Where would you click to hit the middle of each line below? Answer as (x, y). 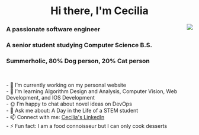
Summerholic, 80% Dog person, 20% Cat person (78, 61)
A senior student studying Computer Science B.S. (79, 45)
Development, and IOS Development (50, 98)
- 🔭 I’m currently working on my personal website (66, 85)
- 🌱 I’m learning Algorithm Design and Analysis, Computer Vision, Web (92, 91)
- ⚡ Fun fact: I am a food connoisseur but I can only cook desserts (87, 126)
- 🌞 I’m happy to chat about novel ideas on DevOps (69, 104)
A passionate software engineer (53, 29)
